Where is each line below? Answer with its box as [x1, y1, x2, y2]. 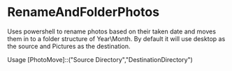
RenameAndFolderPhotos [7, 4, 159, 20]
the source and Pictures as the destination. [7, 42, 131, 50]
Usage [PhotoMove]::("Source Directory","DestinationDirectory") [7, 55, 194, 63]
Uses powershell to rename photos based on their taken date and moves [7, 27, 217, 35]
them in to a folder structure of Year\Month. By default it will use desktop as [7, 34, 226, 42]
